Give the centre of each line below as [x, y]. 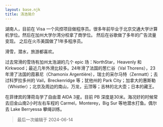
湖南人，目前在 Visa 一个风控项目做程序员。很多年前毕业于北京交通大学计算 [81, 29]
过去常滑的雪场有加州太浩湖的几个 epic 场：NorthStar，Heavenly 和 [73, 62]
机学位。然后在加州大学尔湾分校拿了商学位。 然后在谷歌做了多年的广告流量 [81, 35]
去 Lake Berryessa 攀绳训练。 [35, 109]
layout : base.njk [23, 10]
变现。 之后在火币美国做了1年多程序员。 [45, 41]
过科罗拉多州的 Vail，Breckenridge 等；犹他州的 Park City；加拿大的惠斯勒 [80, 80]
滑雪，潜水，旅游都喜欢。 [31, 51]
